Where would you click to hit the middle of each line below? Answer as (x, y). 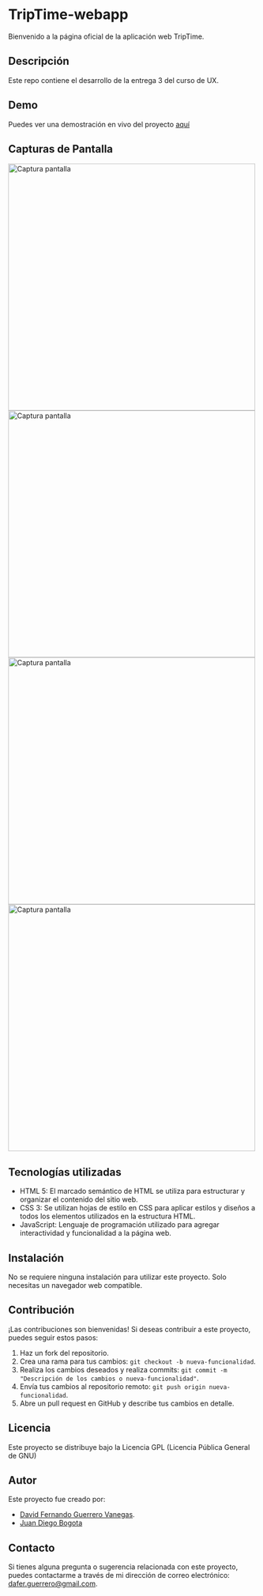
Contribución (41, 1310)
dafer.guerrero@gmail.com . (53, 1584)
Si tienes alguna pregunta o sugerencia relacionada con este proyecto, (123, 1567)
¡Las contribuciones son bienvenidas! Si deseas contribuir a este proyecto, (130, 1329)
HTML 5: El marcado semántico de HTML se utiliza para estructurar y (132, 1191)
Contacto (32, 1547)
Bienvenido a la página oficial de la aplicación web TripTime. (106, 36)
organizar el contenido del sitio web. (79, 1199)
